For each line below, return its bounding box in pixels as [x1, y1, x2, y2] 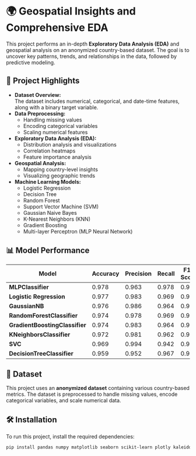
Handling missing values [23, 116, 82, 123]
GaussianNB [9, 302, 44, 310]
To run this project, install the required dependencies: [6, 433, 135, 440]
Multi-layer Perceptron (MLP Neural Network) [23, 228, 133, 235]
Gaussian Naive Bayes [23, 209, 77, 216]
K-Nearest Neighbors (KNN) [23, 215, 90, 222]
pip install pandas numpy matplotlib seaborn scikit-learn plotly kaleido [6, 444, 192, 450]
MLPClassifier [9, 283, 49, 291]
